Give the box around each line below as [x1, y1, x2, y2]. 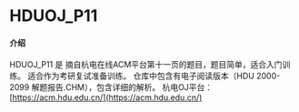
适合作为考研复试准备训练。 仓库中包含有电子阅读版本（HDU [26, 70, 254, 82]
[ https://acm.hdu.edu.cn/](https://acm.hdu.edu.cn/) [9, 92, 203, 103]
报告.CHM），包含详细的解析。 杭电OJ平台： [46, 82, 214, 93]
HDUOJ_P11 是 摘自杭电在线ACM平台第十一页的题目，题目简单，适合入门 [9, 59, 284, 70]
